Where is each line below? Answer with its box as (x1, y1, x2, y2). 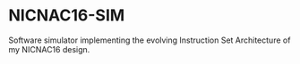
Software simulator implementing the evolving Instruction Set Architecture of (8, 35, 291, 45)
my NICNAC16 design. (8, 44, 90, 54)
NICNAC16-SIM (8, 5, 125, 26)
